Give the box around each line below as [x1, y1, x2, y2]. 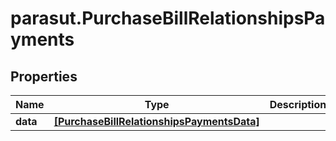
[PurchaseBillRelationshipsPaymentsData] [53, 115, 260, 128]
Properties [10, 68, 78, 85]
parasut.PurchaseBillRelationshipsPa [10, 7, 326, 30]
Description [269, 98, 327, 111]
